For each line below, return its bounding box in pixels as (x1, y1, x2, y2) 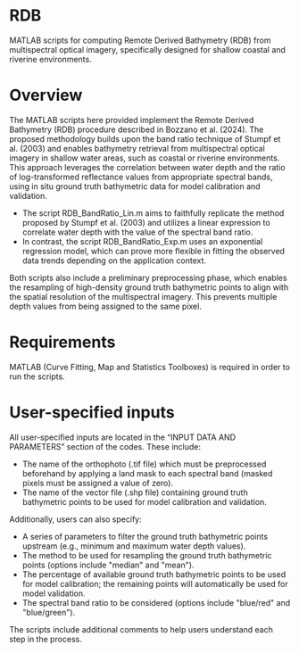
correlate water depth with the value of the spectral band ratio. (21, 227, 253, 237)
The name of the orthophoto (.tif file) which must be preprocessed (21, 459, 267, 469)
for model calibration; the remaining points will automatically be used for (21, 578, 288, 589)
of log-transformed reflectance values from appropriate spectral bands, (9, 171, 273, 182)
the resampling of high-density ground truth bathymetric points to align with (9, 282, 288, 293)
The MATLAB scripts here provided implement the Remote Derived (9, 114, 254, 125)
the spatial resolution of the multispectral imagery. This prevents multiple (9, 291, 278, 302)
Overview (9, 86, 83, 105)
